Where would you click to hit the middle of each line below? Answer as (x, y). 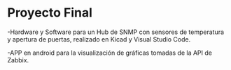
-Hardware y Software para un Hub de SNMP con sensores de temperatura (116, 32)
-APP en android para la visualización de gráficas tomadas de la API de (110, 53)
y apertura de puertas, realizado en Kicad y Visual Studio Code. (99, 39)
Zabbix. (18, 60)
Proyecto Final (50, 13)
